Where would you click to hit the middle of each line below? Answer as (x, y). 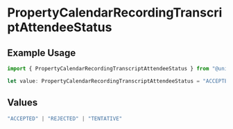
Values (23, 102)
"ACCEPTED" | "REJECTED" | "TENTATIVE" (65, 119)
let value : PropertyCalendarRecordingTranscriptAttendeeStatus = (103, 81)
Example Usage (42, 53)
